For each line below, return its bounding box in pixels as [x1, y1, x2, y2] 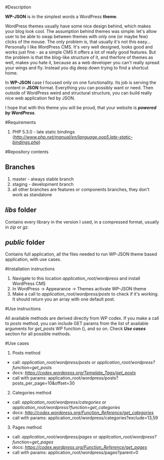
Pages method [12, 424, 42, 431]
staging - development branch [12, 181, 74, 187]
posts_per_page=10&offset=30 [12, 380, 75, 386]
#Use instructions [5, 306, 41, 312]
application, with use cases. [5, 256, 61, 262]
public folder [5, 238, 45, 247]
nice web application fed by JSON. [5, 95, 75, 101]
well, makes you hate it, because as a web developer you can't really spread [5, 60, 160, 65]
